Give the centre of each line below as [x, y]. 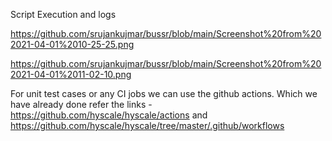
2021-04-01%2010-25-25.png [72, 44]
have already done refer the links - [81, 104]
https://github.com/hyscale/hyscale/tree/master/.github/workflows [147, 125]
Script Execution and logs [63, 14]
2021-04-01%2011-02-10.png [71, 74]
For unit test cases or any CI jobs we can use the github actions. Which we [164, 93]
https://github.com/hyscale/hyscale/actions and [109, 115]
